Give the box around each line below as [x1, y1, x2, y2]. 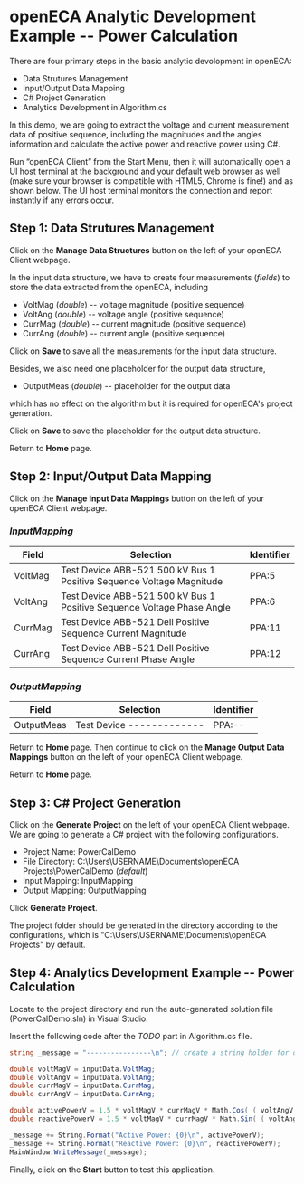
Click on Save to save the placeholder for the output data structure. [9, 425, 261, 436]
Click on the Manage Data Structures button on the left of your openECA [9, 244, 282, 255]
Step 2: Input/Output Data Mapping [9, 469, 212, 485]
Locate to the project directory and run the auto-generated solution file [9, 1003, 274, 1014]
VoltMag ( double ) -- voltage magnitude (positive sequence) [22, 298, 245, 309]
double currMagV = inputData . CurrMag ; [9, 1081, 156, 1091]
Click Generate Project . [9, 902, 98, 913]
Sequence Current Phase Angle [60, 653, 195, 666]
